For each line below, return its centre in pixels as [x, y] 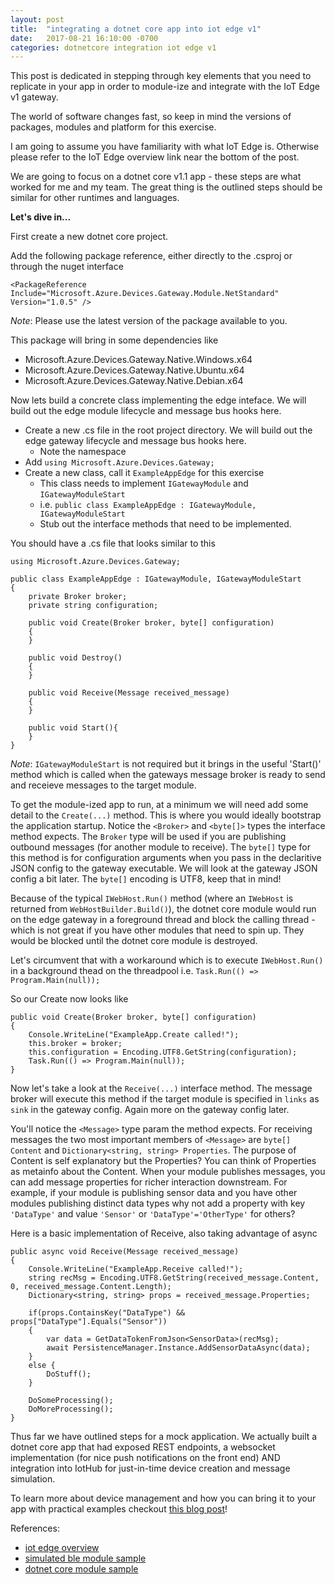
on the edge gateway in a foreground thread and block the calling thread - [163, 920]
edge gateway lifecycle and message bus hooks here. [135, 441]
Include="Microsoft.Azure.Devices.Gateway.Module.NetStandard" [145, 294]
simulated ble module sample [85, 1558]
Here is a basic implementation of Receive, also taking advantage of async [164, 1233]
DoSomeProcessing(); [71, 1401]
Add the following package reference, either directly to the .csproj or [151, 256]
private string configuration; [93, 606]
